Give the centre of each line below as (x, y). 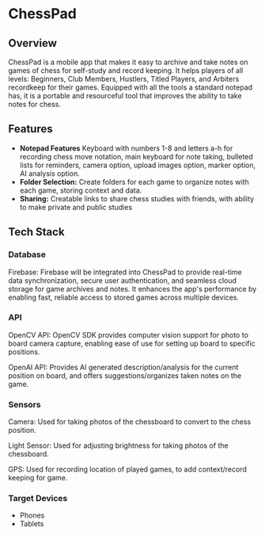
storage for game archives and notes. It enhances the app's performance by (132, 289)
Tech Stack (36, 232)
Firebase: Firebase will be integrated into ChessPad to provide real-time (125, 272)
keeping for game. (38, 478)
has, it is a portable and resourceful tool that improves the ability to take (125, 96)
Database (27, 254)
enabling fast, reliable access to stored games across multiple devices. (124, 297)
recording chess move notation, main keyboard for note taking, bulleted (136, 156)
